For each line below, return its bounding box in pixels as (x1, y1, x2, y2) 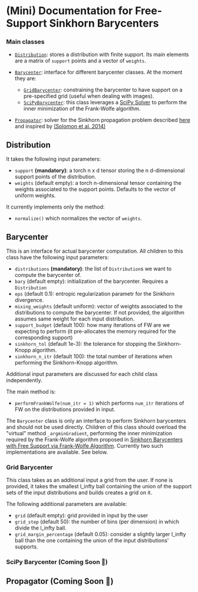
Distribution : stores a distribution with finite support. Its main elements (14, 51, 189, 58)
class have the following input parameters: (6, 254, 109, 261)
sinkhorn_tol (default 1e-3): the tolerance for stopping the (14, 340, 156, 348)
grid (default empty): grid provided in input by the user (14, 512, 148, 519)
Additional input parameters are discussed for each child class (6, 371, 158, 378)
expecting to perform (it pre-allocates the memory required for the (14, 328, 176, 335)
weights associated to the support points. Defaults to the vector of (14, 186, 176, 193)
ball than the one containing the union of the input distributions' (14, 537, 169, 544)
